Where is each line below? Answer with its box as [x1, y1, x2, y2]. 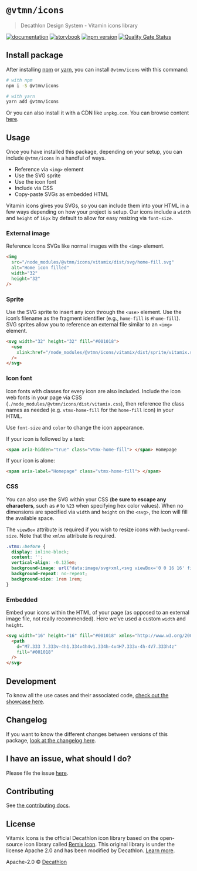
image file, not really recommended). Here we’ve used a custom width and [6, 615, 186, 622]
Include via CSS [14, 184, 53, 192]
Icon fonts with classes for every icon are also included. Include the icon [6, 387, 181, 394]
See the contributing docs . [6, 802, 70, 809]
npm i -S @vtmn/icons [6, 83, 59, 89]
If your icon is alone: [6, 457, 56, 464]
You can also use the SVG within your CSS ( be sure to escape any [6, 495, 167, 503]
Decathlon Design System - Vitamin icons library [20, 22, 138, 29]
